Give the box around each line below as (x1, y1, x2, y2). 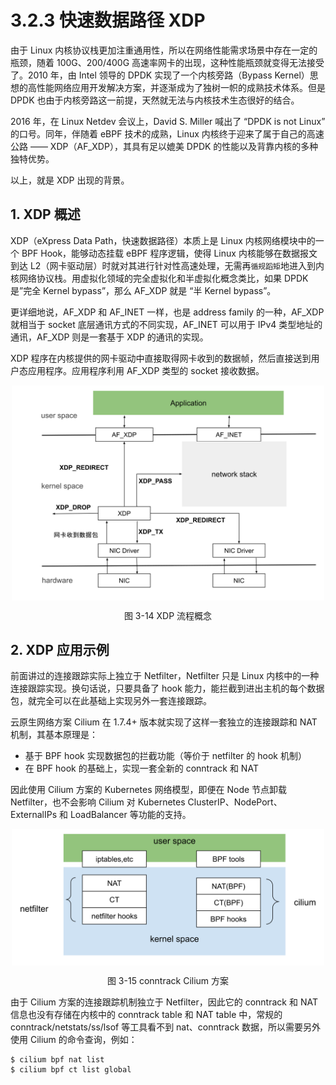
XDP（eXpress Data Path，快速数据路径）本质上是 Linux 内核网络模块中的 (10, 234, 316, 246)
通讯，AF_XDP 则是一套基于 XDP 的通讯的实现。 (10, 331, 209, 343)
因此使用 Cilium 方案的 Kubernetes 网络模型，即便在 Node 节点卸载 (10, 784, 288, 796)
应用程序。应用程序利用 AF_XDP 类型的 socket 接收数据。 (27, 364, 265, 376)
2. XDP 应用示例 (10, 641, 110, 658)
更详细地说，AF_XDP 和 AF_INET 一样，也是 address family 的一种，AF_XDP (10, 306, 325, 318)
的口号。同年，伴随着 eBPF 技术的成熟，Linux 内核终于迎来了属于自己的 (10, 127, 307, 140)
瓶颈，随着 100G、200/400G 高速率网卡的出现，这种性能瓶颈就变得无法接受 (10, 56, 325, 68)
